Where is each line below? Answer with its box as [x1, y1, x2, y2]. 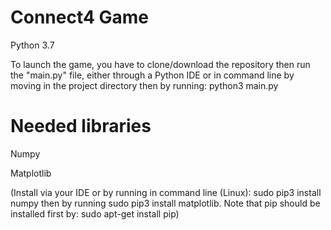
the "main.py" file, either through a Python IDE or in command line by [10, 69, 295, 81]
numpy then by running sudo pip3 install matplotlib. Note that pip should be [10, 197, 321, 209]
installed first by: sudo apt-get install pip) [10, 207, 180, 220]
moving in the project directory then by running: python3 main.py [10, 79, 279, 91]
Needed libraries [10, 115, 152, 138]
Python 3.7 [10, 39, 55, 51]
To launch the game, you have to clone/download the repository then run [10, 58, 311, 70]
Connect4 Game [10, 6, 150, 29]
